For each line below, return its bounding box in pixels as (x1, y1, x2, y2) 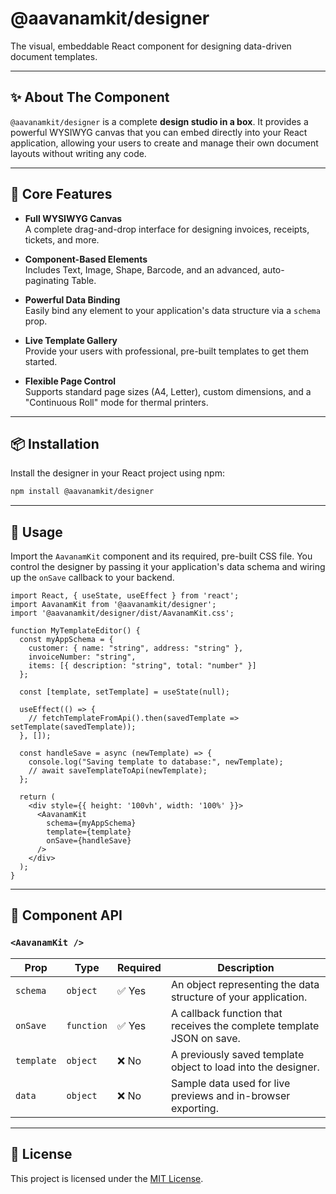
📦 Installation (10, 435, 100, 452)
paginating (24, 274, 70, 286)
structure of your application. (170, 990, 308, 1004)
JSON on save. (170, 1031, 241, 1045)
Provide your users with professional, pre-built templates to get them (24, 345, 309, 357)
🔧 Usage (10, 523, 63, 541)
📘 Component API (10, 907, 123, 924)
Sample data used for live (170, 1076, 291, 1090)
